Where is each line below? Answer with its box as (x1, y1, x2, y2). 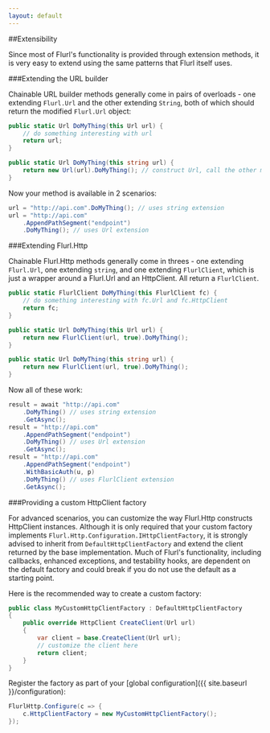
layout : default (8, 11, 63, 20)
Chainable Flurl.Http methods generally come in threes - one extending (8, 257, 244, 266)
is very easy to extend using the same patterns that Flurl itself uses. (8, 58, 233, 68)
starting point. (8, 573, 55, 583)
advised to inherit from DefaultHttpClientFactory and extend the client (8, 538, 243, 548)
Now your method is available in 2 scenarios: (8, 188, 157, 198)
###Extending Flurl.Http (8, 241, 88, 250)
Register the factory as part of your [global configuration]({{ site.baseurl (8, 678, 247, 688)
